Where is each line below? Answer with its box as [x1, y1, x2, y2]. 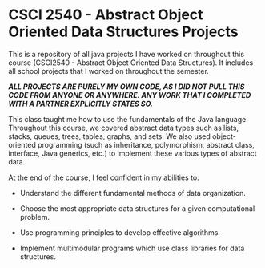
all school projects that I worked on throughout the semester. [8, 66, 210, 75]
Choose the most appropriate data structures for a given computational [19, 203, 255, 213]
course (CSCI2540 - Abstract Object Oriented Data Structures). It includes [8, 58, 254, 67]
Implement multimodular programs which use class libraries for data [19, 243, 245, 253]
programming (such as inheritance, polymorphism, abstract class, [37, 140, 255, 149]
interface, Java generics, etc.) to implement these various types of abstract [8, 148, 258, 158]
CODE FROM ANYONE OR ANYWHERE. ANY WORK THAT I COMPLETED [8, 90, 251, 99]
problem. [19, 212, 50, 221]
